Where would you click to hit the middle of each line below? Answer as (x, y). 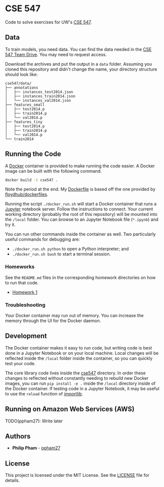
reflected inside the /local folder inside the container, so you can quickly (79, 358)
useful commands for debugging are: (42, 239)
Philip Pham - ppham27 (36, 448)
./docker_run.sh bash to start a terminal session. (61, 254)
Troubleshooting (25, 305)
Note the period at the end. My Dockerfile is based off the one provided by (80, 189)
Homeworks (20, 267)
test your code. (20, 363)
